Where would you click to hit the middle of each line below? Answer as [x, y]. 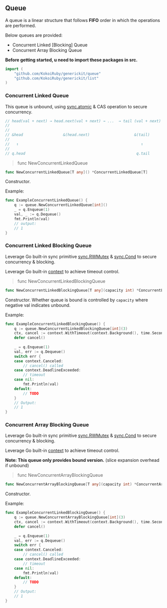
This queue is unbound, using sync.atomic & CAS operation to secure [76, 106]
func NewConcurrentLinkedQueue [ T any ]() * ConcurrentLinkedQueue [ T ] [77, 172]
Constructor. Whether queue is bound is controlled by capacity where [77, 300]
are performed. [21, 25]
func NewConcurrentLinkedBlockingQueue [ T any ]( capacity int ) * [72, 290]
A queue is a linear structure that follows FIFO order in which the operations [83, 20]
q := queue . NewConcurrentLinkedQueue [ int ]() [61, 205]
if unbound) [17, 465]
